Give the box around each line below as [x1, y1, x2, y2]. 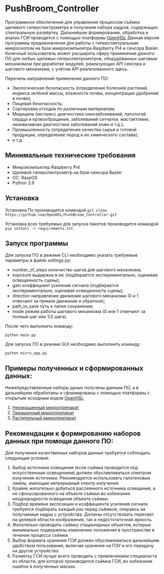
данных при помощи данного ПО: [5, 437, 114, 445]
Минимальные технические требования [5, 151, 136, 160]
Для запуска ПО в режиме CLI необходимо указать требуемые [5, 252, 138, 258]
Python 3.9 [12, 180, 35, 186]
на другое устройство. [12, 548, 60, 553]
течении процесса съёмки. [12, 532, 70, 538]
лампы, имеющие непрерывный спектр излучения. [12, 480, 120, 486]
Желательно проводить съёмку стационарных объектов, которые [12, 522, 151, 527]
